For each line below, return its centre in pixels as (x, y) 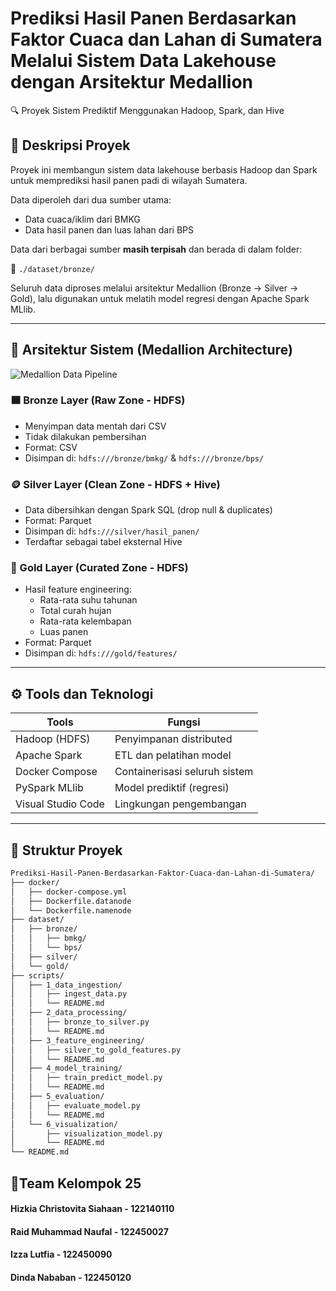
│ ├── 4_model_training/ (66, 1068)
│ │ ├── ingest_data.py (69, 994)
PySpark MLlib (49, 788)
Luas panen (64, 632)
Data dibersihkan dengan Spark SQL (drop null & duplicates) (148, 510)
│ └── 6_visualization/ (64, 1124)
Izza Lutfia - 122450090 (61, 1254)
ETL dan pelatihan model (173, 755)
